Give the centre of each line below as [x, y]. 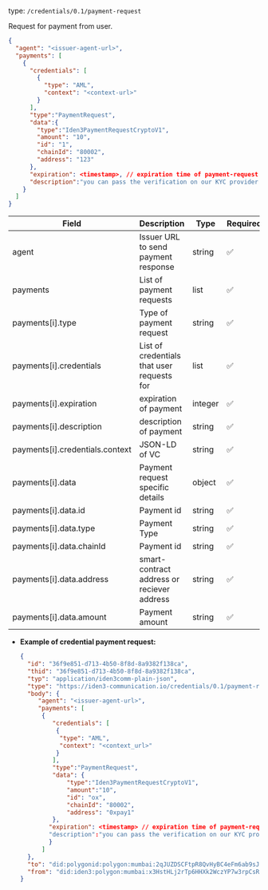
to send [153, 247]
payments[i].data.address [61, 579]
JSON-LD [158, 445]
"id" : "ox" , [86, 797]
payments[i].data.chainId [59, 547]
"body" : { [43, 694]
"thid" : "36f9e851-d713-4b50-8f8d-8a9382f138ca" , [111, 671]
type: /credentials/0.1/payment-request [75, 11]
